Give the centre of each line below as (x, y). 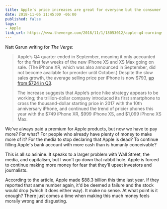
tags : (11, 24)
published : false (23, 19)
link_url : (15, 33)
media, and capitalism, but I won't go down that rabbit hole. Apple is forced (82, 159)
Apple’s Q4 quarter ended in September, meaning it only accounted (86, 57)
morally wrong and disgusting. (36, 201)
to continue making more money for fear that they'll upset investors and (79, 165)
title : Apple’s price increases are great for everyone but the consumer (83, 10)
